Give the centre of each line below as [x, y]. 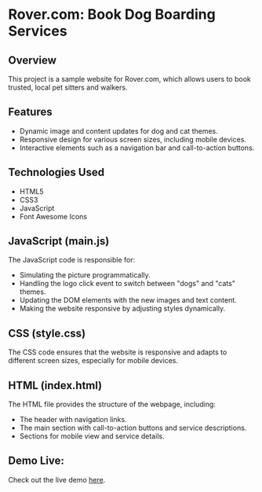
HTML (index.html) [55, 386]
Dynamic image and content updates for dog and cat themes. [118, 130]
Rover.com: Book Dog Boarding [112, 15]
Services [38, 31]
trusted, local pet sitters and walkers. [68, 87]
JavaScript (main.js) [59, 241]
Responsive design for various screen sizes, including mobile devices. [133, 139]
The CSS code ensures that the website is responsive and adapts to [118, 352]
